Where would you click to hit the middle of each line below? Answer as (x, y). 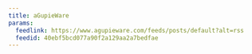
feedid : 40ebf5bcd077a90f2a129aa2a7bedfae (87, 38)
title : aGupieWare (39, 15)
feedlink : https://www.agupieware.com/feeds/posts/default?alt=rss (130, 30)
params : (21, 23)
